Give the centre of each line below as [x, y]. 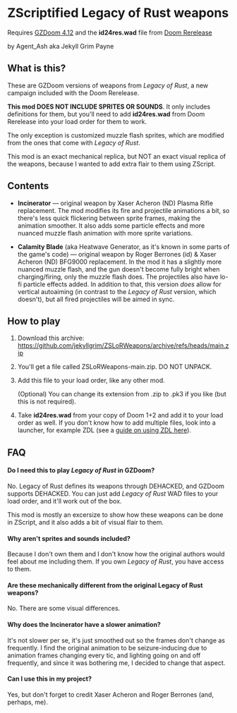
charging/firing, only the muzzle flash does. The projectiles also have [118, 276]
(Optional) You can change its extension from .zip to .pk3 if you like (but [122, 394]
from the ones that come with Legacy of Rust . [74, 142]
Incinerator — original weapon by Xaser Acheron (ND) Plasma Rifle [115, 203]
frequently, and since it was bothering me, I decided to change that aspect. [116, 663]
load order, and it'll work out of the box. [65, 501]
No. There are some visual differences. [64, 609]
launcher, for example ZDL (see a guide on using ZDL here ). [104, 430]
